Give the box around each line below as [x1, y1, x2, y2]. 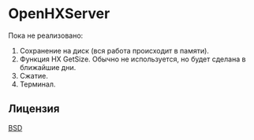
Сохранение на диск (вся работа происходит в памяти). [19, 46, 209, 55]
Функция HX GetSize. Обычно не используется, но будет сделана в [19, 54, 246, 64]
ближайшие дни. [19, 62, 77, 72]
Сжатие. [19, 71, 49, 80]
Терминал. [19, 79, 56, 89]
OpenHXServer [8, 5, 110, 23]
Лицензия [8, 102, 60, 116]
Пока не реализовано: [8, 31, 84, 40]
